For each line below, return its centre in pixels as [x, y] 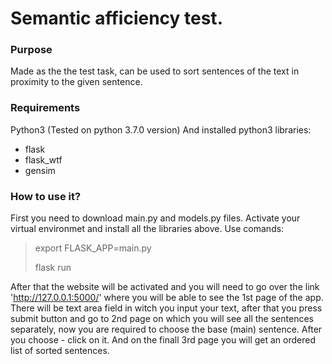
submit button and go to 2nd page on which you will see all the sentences [162, 319]
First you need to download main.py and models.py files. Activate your [155, 218]
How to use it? [46, 196]
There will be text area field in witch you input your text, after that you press [166, 308]
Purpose [31, 50]
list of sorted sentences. [60, 351]
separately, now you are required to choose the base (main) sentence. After [166, 329]
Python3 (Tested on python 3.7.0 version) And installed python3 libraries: [161, 129]
